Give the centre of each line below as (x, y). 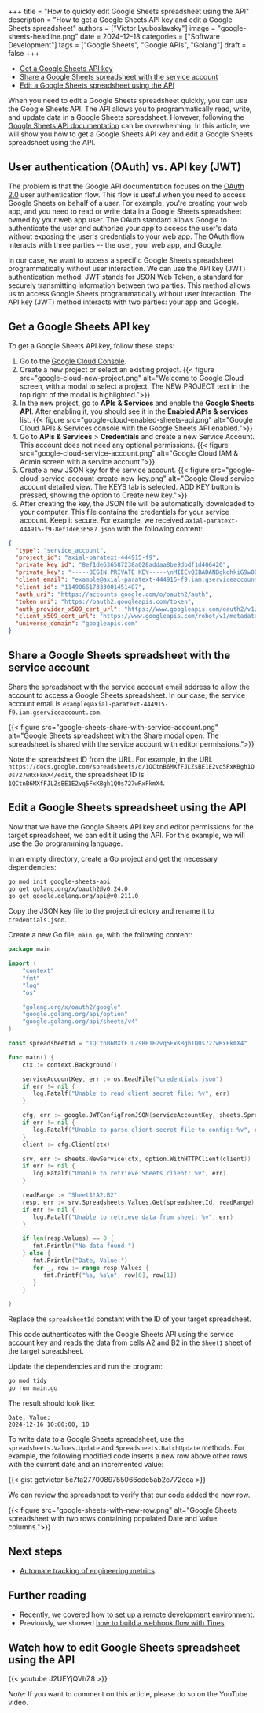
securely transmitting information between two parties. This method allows (129, 285)
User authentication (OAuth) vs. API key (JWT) (125, 168)
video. (18, 1703)
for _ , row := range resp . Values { (91, 1268)
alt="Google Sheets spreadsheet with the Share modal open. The (114, 735)
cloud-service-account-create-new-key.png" (93, 478)
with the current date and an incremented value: (86, 1464)
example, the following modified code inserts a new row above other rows (128, 1456)
